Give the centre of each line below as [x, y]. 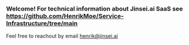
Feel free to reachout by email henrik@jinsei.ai [62, 36]
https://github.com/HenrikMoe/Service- [65, 16]
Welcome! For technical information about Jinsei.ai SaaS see [95, 9]
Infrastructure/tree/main [42, 23]
